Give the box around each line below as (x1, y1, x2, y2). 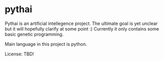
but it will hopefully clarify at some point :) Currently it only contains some (5, 25, 159, 32)
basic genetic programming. (5, 31, 64, 37)
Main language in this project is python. (5, 41, 87, 47)
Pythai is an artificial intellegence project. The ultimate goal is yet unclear (5, 20, 158, 26)
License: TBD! (5, 51, 34, 57)
